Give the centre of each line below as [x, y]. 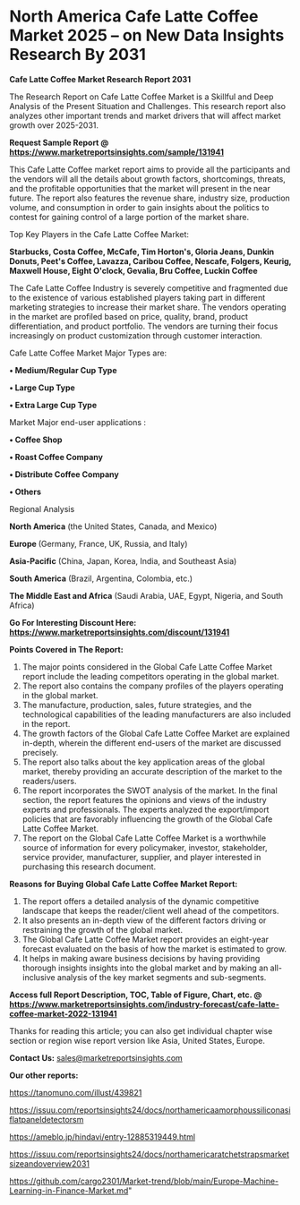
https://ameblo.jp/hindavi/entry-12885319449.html [102, 1137]
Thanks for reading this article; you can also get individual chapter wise [141, 1030]
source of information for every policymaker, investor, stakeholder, [145, 847]
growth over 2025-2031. [54, 125]
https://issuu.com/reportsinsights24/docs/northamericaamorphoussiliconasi [150, 1110]
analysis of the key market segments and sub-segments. [162, 977]
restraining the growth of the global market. [103, 929]
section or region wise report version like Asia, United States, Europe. [137, 1040]
